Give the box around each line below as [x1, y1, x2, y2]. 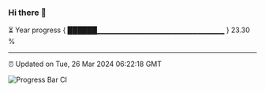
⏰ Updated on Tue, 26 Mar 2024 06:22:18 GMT [8, 59, 162, 69]
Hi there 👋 [8, 7, 47, 18]
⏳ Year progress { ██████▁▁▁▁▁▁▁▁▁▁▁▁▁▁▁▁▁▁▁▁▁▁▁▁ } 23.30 [8, 25, 251, 35]
